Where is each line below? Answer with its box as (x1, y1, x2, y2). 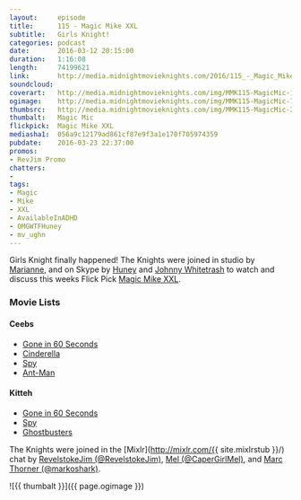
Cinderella (21, 347, 61, 359)
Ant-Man (21, 367, 56, 378)
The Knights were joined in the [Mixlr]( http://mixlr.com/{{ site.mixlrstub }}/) (9, 443, 285, 454)
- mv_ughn (9, 230, 47, 239)
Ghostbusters (21, 426, 73, 437)
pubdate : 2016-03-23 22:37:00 (9, 138, 134, 147)
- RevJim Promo (9, 154, 66, 164)
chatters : (9, 163, 47, 172)
